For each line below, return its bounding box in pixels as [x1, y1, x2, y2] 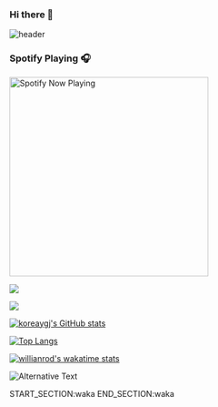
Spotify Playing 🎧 [9, 52, 91, 65]
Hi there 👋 [9, 8, 54, 21]
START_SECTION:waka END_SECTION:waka [9, 388, 175, 399]
